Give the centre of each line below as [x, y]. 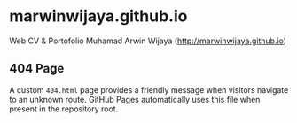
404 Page [37, 69]
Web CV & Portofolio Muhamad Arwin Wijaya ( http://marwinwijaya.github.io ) [148, 41]
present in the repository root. [64, 109]
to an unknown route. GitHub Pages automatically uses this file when [135, 99]
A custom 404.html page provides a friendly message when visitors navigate [149, 89]
